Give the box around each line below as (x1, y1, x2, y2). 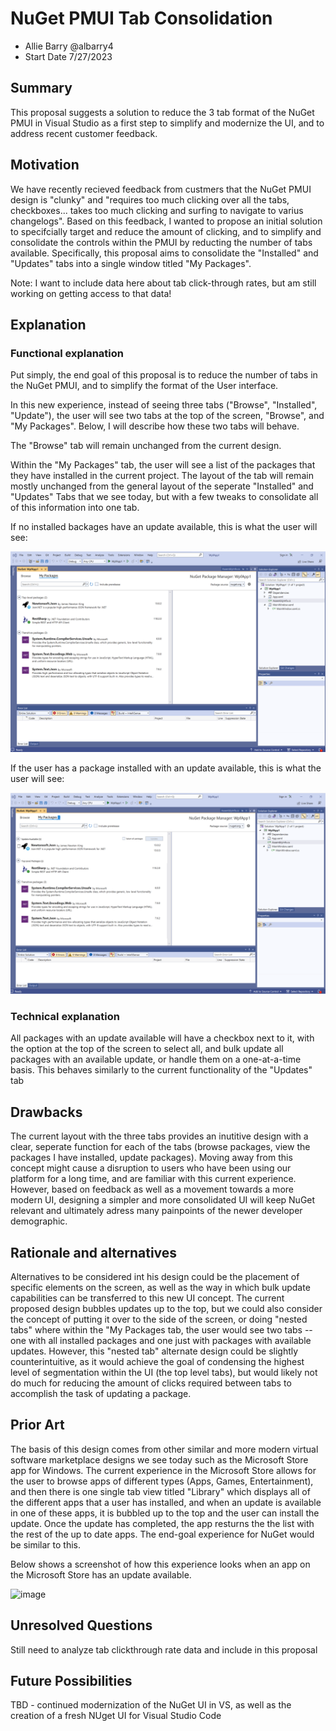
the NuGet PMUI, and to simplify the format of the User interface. (10, 380, 279, 392)
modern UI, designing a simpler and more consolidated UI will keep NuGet (10, 1194, 316, 1206)
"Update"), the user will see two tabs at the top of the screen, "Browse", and (10, 410, 325, 422)
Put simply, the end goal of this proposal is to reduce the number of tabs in (10, 369, 318, 381)
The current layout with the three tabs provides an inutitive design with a (10, 1130, 309, 1142)
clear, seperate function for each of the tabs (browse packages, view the (10, 1141, 311, 1153)
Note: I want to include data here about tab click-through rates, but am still (10, 277, 317, 289)
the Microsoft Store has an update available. (10, 1568, 192, 1581)
